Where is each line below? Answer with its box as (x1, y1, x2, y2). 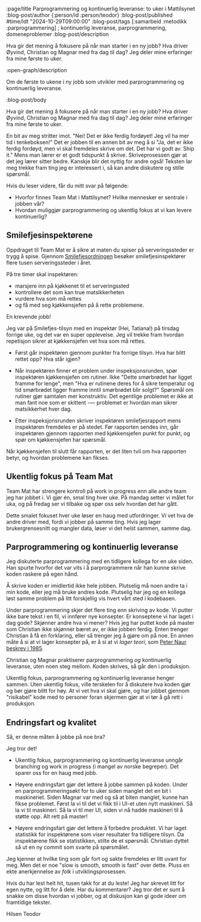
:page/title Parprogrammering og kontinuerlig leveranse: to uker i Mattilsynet (6, 5, 195, 12)
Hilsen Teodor (6, 911, 41, 918)
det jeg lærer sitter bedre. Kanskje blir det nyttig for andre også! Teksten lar (6, 158, 193, 164)
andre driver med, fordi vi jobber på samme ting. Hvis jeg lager (6, 518, 161, 525)
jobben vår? (14, 200, 45, 207)
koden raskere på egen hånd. (6, 570, 79, 578)
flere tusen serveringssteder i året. (6, 259, 92, 266)
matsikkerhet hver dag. (14, 405, 72, 412)
